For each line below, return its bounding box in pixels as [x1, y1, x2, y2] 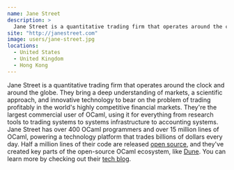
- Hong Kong [13, 62, 49, 69]
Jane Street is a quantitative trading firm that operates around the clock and [7, 80, 225, 89]
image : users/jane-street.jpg [7, 36, 95, 43]
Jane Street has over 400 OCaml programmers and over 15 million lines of [7, 125, 219, 133]
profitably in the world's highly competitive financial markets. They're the [7, 103, 217, 111]
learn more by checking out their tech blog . [7, 154, 132, 163]
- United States [13, 49, 61, 56]
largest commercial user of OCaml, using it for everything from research [7, 110, 214, 119]
